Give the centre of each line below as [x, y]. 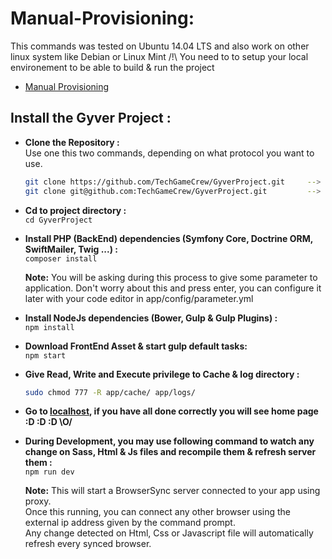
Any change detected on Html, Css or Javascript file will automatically [169, 533]
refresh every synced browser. [88, 544]
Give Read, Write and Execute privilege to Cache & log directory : [162, 374]
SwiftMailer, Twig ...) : [71, 249]
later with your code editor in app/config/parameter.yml [139, 298]
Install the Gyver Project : [91, 118]
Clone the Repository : [72, 142]
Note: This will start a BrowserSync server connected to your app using [172, 491]
